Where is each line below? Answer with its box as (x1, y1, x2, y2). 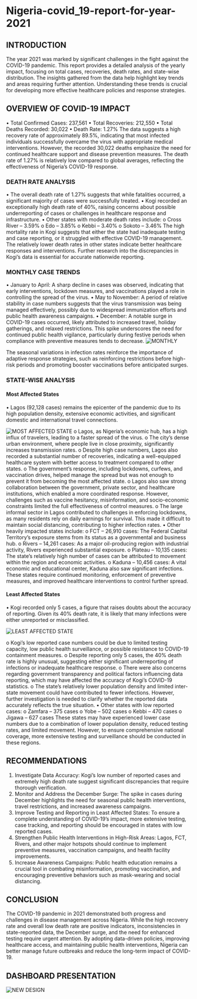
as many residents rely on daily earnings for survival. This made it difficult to (6, 515, 191, 522)
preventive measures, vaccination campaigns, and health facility (14, 846, 171, 853)
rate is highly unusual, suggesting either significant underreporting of (6, 658, 174, 665)
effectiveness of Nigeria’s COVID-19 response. (6, 163, 118, 170)
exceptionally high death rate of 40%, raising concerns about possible (6, 204, 176, 211)
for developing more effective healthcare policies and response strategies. (6, 87, 186, 93)
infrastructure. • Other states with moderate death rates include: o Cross (6, 216, 182, 223)
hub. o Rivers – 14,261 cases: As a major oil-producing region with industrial (6, 540, 189, 547)
